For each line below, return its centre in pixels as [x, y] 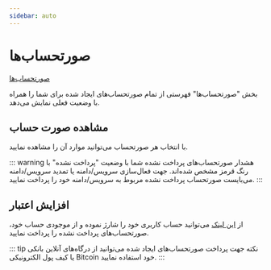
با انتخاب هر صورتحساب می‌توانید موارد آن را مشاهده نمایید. [99, 147]
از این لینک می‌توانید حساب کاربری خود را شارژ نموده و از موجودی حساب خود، [126, 224]
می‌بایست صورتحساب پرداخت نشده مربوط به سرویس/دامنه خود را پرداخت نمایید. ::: [136, 180]
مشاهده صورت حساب [58, 127]
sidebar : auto [33, 16]
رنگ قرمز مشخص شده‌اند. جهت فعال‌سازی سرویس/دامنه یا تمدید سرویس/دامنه [129, 171]
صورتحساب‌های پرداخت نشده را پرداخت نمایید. [79, 233]
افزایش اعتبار [39, 205]
